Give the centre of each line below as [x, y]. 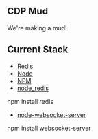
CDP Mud [28, 11]
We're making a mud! [37, 28]
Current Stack [38, 50]
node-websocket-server [51, 115]
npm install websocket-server [49, 128]
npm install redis [30, 101]
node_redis [33, 88]
